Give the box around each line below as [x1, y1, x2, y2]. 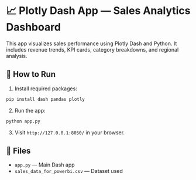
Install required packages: [14, 85, 77, 92]
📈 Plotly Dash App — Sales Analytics [6, 4, 191, 18]
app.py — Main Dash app [14, 161, 75, 168]
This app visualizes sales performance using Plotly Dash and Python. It [6, 40, 177, 47]
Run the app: [14, 107, 46, 114]
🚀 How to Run [6, 69, 56, 79]
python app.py [6, 118, 41, 124]
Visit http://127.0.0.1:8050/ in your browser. [14, 129, 125, 136]
